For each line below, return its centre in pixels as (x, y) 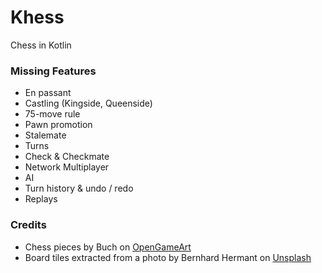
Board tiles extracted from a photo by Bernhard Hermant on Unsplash (168, 257)
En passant (48, 93)
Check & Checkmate (67, 157)
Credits (28, 225)
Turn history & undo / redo (79, 188)
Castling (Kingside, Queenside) (88, 103)
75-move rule (52, 114)
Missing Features (53, 71)
